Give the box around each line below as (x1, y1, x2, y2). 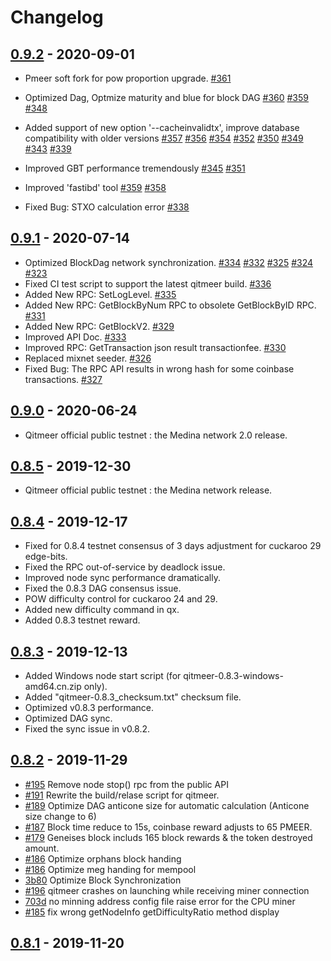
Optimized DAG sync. (24, 712, 113, 725)
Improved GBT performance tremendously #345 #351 (24, 162, 246, 174)
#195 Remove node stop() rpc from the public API (24, 778, 229, 790)
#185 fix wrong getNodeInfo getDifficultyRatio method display (24, 906, 280, 918)
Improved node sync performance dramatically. (24, 572, 221, 584)
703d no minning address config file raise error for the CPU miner (24, 895, 296, 907)
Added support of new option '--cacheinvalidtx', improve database (24, 122, 300, 133)
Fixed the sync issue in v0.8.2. (24, 723, 151, 735)
